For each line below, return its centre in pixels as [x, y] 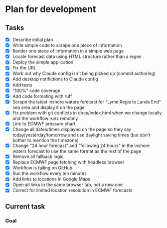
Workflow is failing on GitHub [42, 168]
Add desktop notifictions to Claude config [55, 79]
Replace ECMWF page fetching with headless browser [68, 162]
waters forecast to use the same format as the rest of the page [77, 151]
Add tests [22, 85]
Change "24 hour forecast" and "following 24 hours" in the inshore [81, 145]
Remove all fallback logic [38, 156]
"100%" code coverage [36, 90]
